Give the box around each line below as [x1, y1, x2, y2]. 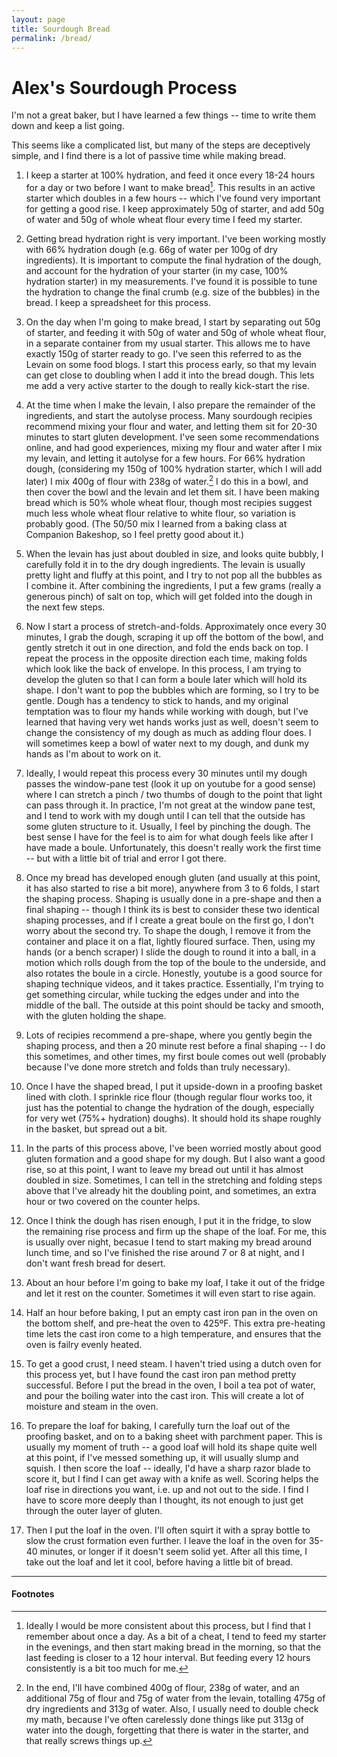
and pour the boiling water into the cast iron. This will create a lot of [25, 1389, 305, 1401]
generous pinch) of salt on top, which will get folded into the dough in [25, 590, 313, 602]
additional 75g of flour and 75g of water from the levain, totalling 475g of [25, 1692, 326, 1704]
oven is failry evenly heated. [25, 1338, 143, 1350]
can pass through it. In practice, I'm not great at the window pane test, [25, 799, 316, 811]
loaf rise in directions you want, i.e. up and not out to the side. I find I [25, 1483, 309, 1495]
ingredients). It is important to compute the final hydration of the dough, [25, 254, 322, 266]
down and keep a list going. [11, 120, 125, 132]
